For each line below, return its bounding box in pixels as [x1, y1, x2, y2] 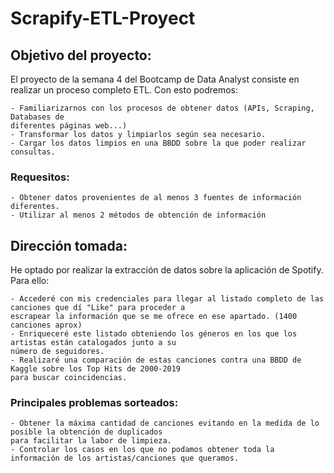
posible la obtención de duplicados [10, 427, 163, 437]
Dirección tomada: [10, 237, 128, 254]
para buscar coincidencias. [10, 373, 128, 383]
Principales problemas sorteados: [10, 396, 179, 410]
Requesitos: [10, 170, 70, 184]
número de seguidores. [10, 347, 105, 357]
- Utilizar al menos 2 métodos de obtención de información [10, 210, 267, 221]
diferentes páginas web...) [10, 121, 128, 131]
